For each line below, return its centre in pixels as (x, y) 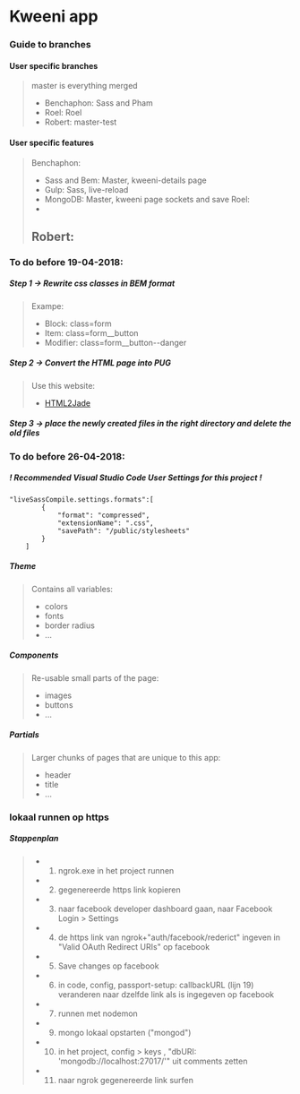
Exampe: (47, 306)
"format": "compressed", (103, 515)
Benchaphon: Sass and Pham (99, 103)
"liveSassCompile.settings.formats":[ (81, 499)
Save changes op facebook (108, 966)
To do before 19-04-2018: (66, 262)
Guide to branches (50, 45)
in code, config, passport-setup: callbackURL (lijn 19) (156, 985)
